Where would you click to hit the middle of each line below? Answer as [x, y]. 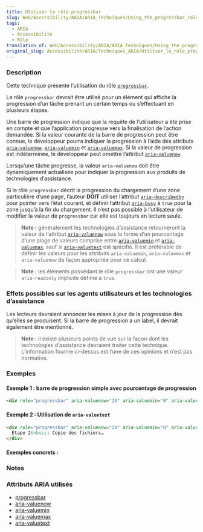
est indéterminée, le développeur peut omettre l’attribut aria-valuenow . [94, 154]
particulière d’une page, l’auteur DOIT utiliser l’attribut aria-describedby [95, 196]
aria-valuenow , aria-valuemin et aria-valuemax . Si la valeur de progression [99, 148]
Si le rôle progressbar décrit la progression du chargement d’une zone [93, 190]
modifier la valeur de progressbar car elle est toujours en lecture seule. [94, 216]
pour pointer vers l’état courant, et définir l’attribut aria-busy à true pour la [99, 203]
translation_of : [27, 46]
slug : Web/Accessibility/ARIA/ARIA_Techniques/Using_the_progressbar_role [102, 18]
